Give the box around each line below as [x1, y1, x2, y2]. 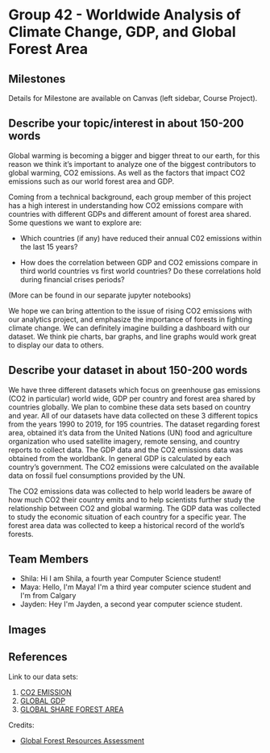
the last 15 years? [19, 242, 78, 252]
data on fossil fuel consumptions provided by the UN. [8, 470, 185, 481]
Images [8, 622, 47, 636]
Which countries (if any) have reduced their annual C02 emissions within [19, 233, 262, 243]
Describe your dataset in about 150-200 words [8, 364, 248, 377]
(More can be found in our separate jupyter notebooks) [8, 290, 192, 300]
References [8, 651, 68, 664]
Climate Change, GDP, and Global [8, 23, 236, 41]
